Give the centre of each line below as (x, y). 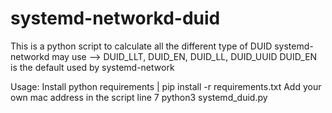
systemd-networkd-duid (115, 18)
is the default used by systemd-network (92, 67)
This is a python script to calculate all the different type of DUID (141, 46)
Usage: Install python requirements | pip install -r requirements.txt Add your (166, 86)
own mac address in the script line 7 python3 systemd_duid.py (139, 97)
